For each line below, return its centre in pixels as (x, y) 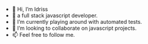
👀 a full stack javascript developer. (55, 15)
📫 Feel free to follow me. (43, 35)
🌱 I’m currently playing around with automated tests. (77, 22)
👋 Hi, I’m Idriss (30, 9)
